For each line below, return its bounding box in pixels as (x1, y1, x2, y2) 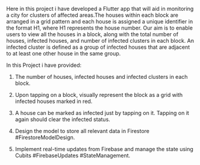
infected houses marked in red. (14, 98, 93, 105)
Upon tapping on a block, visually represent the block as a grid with (14, 92, 183, 98)
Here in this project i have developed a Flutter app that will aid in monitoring (6, 5, 194, 12)
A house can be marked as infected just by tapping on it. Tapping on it (14, 110, 190, 116)
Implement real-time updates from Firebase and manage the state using (14, 146, 194, 152)
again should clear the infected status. (14, 116, 110, 123)
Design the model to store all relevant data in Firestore (14, 128, 149, 134)
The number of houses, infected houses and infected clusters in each (14, 73, 188, 80)
